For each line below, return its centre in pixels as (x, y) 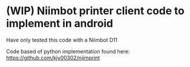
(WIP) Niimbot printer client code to (95, 11)
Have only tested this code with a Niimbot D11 (62, 40)
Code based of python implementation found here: (68, 51)
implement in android (60, 23)
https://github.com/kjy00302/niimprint (53, 58)
